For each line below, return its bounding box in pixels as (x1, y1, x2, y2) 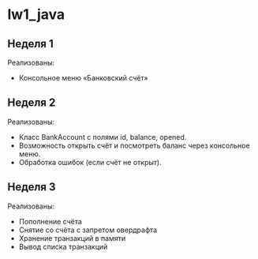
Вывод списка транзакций (18, 242, 108, 251)
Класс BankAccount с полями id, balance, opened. (18, 132, 187, 141)
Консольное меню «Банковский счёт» (18, 73, 148, 82)
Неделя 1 (7, 37, 54, 51)
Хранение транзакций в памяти (18, 233, 126, 242)
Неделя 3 (7, 180, 56, 194)
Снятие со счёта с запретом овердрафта (18, 225, 158, 235)
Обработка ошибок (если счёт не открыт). (18, 157, 163, 167)
